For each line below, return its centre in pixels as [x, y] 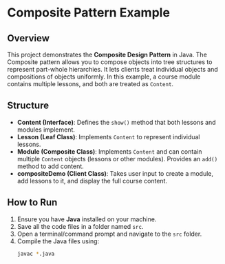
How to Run [32, 202]
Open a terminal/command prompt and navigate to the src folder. [109, 234]
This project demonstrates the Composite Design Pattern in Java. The [107, 54]
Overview [29, 38]
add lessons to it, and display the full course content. [92, 181]
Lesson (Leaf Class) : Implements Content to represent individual [109, 136]
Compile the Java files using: [58, 241]
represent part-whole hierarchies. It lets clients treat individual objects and [112, 69]
